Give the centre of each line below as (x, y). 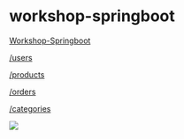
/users (21, 57)
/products (27, 74)
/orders (23, 91)
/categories (30, 108)
